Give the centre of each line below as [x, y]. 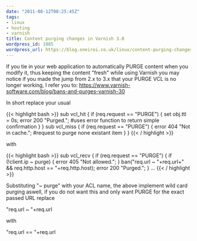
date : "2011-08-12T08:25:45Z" [43, 11]
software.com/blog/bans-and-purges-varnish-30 [66, 91]
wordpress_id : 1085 [30, 45]
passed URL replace [30, 198]
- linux [16, 22]
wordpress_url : [25, 50]
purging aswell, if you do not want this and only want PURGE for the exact [95, 192]
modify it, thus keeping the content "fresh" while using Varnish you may [93, 72]
